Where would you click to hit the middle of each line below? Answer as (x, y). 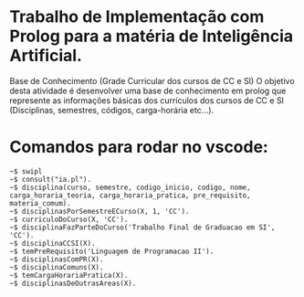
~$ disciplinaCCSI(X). (52, 243)
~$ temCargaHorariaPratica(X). (69, 275)
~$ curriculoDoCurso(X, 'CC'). (69, 219)
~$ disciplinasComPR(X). (57, 259)
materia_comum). (40, 203)
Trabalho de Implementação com (137, 17)
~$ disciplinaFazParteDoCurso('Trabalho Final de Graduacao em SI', (142, 227)
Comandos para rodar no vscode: (139, 147)
